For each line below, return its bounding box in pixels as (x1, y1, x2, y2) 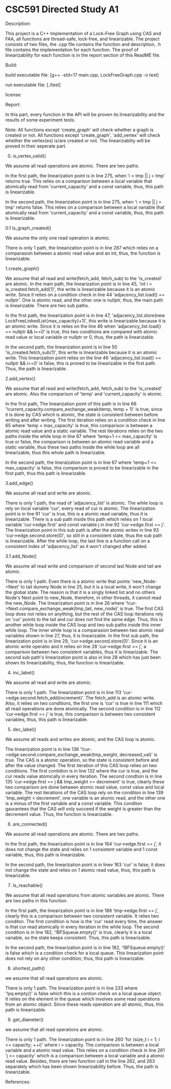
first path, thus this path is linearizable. (5, 470, 87, 476)
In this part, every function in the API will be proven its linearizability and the (5, 111, 165, 117)
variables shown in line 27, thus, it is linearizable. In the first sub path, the (5, 632, 159, 638)
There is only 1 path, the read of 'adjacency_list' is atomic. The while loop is (5, 500, 163, 506)
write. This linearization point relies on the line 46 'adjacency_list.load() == (5, 355, 161, 361)
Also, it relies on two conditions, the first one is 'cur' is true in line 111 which (5, 700, 163, 706)
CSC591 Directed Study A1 (5, 4, 119, 15)
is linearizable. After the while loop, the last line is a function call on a (5, 537, 150, 544)
